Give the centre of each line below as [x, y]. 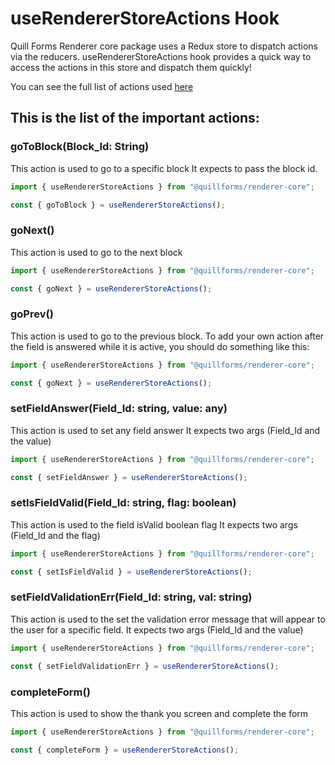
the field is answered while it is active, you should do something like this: [160, 346]
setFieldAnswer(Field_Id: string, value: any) [119, 409]
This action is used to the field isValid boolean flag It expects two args [154, 524]
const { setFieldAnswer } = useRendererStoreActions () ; [129, 477]
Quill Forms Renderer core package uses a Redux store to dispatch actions [164, 46]
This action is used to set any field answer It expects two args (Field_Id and [165, 430]
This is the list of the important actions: [135, 118]
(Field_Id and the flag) [55, 535]
